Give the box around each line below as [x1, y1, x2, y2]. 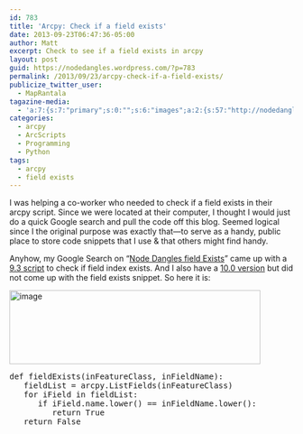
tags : [9, 155, 30, 165]
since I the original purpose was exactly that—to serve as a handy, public [9, 226, 281, 237]
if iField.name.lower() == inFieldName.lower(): [37, 399, 257, 409]
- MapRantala [17, 88, 67, 97]
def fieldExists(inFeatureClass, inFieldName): [9, 372, 224, 382]
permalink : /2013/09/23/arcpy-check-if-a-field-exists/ [9, 72, 224, 81]
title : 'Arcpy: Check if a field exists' [9, 22, 168, 31]
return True [51, 408, 106, 418]
